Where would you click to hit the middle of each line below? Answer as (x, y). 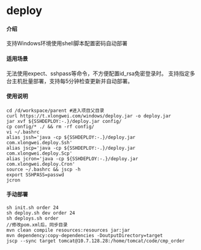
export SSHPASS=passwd (35, 175)
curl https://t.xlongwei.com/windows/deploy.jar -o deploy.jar (89, 116)
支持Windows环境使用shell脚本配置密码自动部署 (67, 43)
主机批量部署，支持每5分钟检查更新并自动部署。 (72, 81)
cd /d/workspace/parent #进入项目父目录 (55, 111)
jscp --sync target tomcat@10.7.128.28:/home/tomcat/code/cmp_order (96, 241)
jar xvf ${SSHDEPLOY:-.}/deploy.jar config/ (64, 121)
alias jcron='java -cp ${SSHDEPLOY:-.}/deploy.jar (72, 159)
